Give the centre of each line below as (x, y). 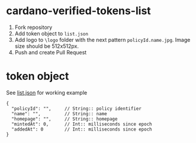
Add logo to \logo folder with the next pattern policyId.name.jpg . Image (102, 40)
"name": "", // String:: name (60, 113)
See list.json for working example (47, 92)
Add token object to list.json (52, 33)
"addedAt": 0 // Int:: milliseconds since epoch (82, 129)
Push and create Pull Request (51, 52)
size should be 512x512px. (46, 46)
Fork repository (33, 27)
